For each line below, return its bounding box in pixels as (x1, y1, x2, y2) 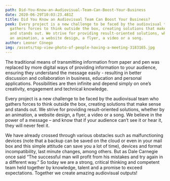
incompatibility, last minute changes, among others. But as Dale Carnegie (5, 148, 158, 154)
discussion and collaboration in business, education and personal (5, 75, 142, 81)
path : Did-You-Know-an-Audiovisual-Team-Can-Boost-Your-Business (5, 7, 146, 13)
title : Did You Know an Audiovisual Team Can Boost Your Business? (5, 17, 151, 22)
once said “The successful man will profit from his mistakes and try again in (5, 154, 163, 160)
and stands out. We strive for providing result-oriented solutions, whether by (5, 106, 165, 112)
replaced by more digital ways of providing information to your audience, (5, 64, 157, 70)
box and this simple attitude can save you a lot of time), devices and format (5, 143, 162, 149)
